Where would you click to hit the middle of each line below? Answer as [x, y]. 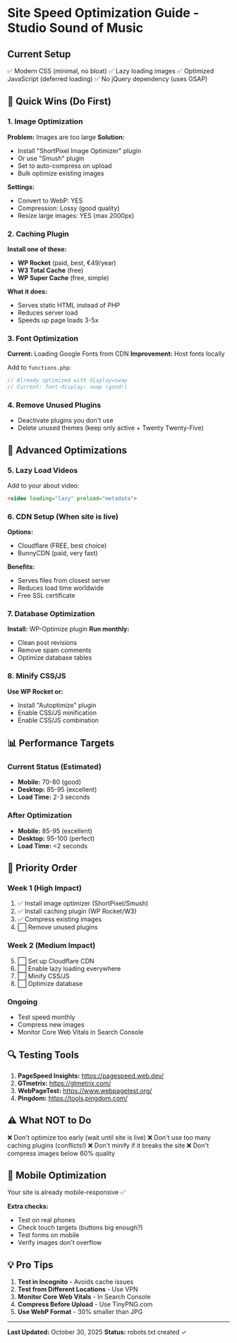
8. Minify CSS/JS [37, 676]
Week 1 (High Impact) [45, 889]
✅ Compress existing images [60, 920]
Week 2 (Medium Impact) [51, 946]
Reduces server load [48, 313]
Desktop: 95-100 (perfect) [56, 838]
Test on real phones [47, 1220]
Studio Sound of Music [75, 28]
